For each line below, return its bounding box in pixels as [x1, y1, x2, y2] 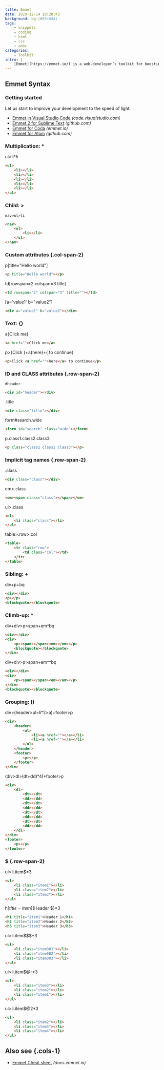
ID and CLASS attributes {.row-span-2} [5, 370, 100, 377]
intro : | [5, 57, 23, 62]
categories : [5, 48, 29, 53]
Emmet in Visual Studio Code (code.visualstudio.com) [12, 115, 121, 121]
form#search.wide [5, 417, 42, 423]
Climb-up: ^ [5, 611, 33, 618]
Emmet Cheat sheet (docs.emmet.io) [12, 1059, 86, 1065]
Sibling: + [5, 570, 28, 577]
